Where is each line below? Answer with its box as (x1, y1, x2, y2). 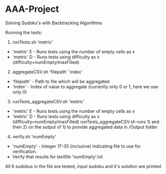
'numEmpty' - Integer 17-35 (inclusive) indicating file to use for (12, 143, 141, 149)
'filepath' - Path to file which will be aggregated (12, 78, 110, 84)
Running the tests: (5, 29, 42, 35)
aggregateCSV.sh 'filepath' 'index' (12, 68, 83, 75)
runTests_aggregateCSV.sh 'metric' (12, 98, 84, 105)
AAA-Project (5, 3, 59, 15)
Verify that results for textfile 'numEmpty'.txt (12, 154, 103, 160)
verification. (12, 148, 37, 154)
